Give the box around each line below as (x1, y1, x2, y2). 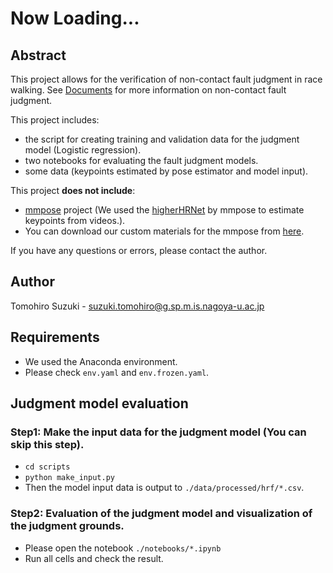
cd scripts (24, 462, 71, 472)
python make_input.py (24, 473, 115, 483)
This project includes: (10, 114, 100, 126)
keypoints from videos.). (24, 215, 126, 226)
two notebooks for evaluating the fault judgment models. (24, 155, 259, 166)
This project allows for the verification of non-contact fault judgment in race (10, 73, 323, 85)
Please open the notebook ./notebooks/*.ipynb (24, 542, 222, 554)
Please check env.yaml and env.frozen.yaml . (24, 366, 210, 378)
